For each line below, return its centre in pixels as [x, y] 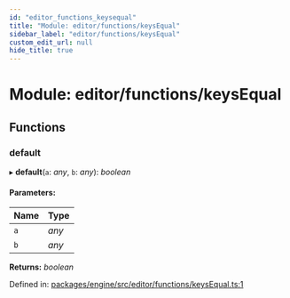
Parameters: [32, 192]
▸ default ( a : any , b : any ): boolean [70, 172]
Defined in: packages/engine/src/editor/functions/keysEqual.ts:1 [126, 285]
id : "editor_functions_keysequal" [73, 17]
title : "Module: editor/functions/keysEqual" [94, 26]
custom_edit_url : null [51, 42]
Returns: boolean [41, 267]
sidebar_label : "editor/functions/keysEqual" [94, 34]
